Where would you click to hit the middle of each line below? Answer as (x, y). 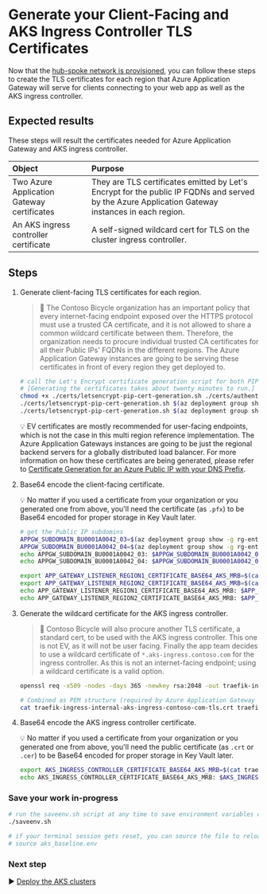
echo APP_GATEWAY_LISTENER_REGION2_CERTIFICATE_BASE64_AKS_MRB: (128, 598)
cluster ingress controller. (139, 239)
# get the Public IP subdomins (72, 531)
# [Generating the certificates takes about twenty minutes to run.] (137, 389)
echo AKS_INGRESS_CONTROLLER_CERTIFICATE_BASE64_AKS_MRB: (118, 778)
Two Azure (33, 182)
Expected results (51, 121)
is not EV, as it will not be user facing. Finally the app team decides (149, 645)
